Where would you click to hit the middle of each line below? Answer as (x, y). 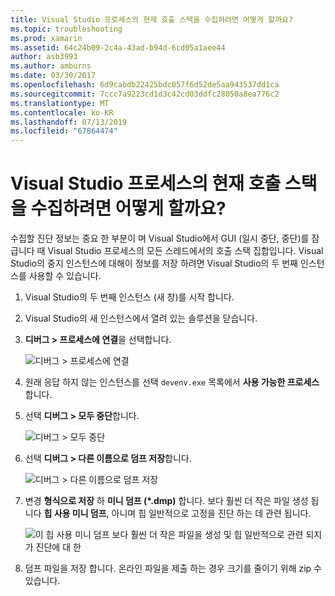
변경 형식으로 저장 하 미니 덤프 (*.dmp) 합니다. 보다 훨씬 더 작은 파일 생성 (166, 501)
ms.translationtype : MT (60, 103)
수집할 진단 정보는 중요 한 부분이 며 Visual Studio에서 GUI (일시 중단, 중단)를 (160, 238)
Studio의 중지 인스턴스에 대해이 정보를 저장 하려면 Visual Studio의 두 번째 (154, 263)
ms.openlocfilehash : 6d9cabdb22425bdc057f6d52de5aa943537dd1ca (145, 85)
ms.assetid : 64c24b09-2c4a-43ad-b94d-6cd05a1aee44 (118, 47)
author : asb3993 (44, 57)
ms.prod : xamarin (46, 38)
